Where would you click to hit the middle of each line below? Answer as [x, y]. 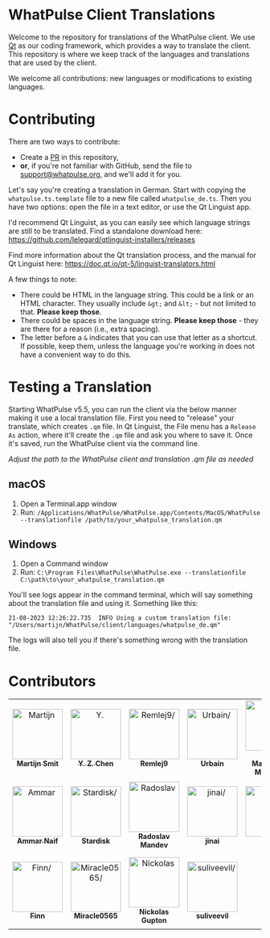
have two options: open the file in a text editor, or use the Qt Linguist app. [130, 207]
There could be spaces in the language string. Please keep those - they [139, 320]
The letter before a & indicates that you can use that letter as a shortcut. [139, 337]
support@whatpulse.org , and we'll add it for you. [101, 174]
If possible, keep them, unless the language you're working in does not [137, 346]
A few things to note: [43, 279]
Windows [33, 545]
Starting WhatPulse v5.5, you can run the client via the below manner [123, 409]
